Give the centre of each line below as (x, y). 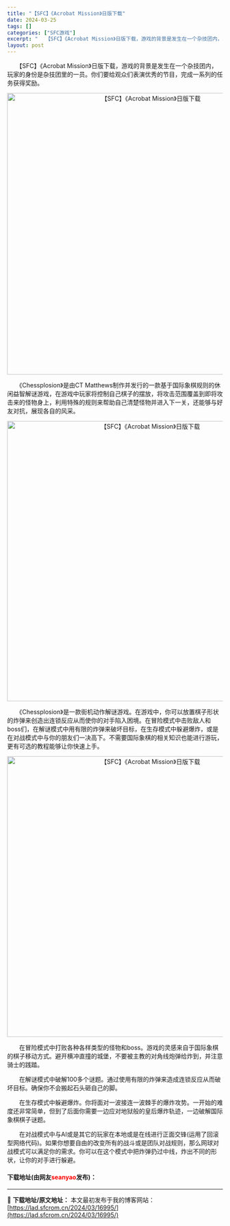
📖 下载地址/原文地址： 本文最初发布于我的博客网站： (81, 1200)
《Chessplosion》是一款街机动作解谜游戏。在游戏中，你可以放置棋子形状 (119, 712)
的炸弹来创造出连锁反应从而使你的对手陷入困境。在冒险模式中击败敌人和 (109, 720)
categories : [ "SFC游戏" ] (41, 33)
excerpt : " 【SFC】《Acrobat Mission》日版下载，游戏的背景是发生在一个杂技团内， (115, 39)
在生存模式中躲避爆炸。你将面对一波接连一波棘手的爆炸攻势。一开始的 (118, 1102)
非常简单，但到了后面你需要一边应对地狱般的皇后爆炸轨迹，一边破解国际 (121, 1111)
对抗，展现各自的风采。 (46, 411)
